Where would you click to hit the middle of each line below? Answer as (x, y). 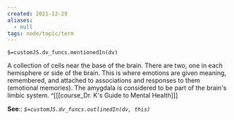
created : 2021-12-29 (38, 14)
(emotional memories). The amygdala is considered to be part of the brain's (117, 88)
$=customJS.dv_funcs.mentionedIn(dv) (63, 53)
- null (23, 27)
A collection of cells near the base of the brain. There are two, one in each (115, 66)
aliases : (20, 20)
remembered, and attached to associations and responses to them (104, 81)
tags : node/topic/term (41, 33)
